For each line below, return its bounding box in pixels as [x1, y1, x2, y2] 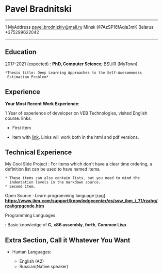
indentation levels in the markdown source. [9, 180, 101, 185]
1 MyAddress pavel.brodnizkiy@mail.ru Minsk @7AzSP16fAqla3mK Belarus [5, 24, 154, 30]
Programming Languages [5, 213, 56, 219]
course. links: [5, 115, 32, 121]
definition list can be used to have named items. [5, 166, 101, 172]
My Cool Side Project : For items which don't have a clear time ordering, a [5, 161, 152, 167]
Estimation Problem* [7, 74, 49, 79]
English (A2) [19, 258, 44, 264]
